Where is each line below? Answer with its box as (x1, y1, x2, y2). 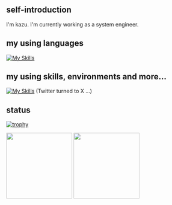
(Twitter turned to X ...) (35, 87, 92, 95)
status (6, 105, 31, 115)
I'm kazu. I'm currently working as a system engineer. (6, 20, 139, 28)
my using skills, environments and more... (6, 72, 167, 82)
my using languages (6, 38, 84, 49)
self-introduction (6, 5, 72, 15)
